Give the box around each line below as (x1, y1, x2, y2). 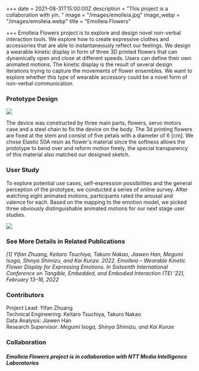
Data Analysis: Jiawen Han (6, 317, 72, 324)
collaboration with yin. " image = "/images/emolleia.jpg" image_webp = (6, 11, 180, 18)
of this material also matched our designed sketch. (6, 151, 130, 158)
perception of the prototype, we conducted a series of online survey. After (6, 186, 188, 193)
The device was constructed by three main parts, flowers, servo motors (6, 119, 181, 127)
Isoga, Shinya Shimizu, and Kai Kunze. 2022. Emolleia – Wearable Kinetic (6, 257, 186, 264)
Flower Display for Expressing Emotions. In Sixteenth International (6, 263, 168, 270)
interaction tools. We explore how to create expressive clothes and (6, 36, 169, 42)
